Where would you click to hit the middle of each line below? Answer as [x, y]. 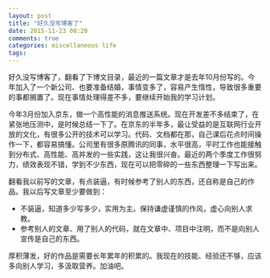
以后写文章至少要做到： [68, 191]
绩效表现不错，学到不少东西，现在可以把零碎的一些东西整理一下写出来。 [142, 164]
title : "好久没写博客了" [45, 23]
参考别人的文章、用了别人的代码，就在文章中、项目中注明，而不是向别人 [139, 229]
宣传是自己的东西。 [52, 239]
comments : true [34, 38]
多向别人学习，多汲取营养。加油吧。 [68, 266]
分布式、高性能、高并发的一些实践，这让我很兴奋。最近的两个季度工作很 [135, 154]
